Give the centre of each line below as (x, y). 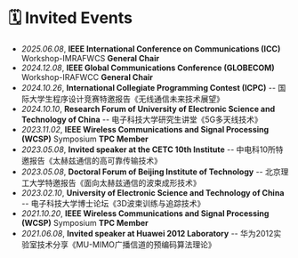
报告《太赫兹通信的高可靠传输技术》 (95, 160)
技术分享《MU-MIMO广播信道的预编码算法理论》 (127, 244)
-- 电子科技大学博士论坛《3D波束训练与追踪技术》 (113, 203)
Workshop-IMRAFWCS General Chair (90, 58)
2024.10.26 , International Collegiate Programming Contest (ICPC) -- (149, 87)
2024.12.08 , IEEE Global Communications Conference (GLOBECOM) (148, 68)
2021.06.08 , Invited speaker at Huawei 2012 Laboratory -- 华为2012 (147, 233)
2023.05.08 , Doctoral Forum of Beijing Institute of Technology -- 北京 (151, 172)
